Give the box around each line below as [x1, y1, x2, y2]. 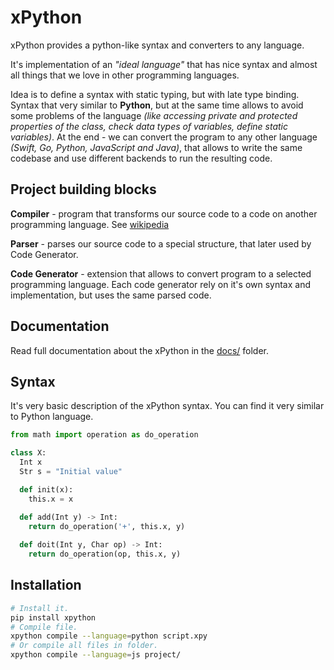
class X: [10, 448, 47, 458]
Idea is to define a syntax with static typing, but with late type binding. [10, 88, 300, 100]
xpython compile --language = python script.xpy [10, 631, 208, 641]
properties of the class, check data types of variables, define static [10, 120, 289, 132]
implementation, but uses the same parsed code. [10, 289, 212, 301]
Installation [10, 577, 82, 594]
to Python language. [10, 411, 94, 423]
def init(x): [19, 484, 74, 495]
